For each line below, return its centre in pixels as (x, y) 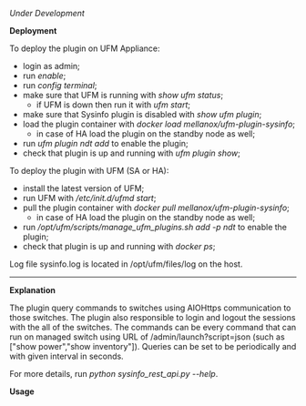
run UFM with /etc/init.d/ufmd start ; (89, 198)
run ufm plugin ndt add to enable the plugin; (105, 143)
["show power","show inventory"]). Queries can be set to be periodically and (153, 346)
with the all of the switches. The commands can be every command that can (153, 327)
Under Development (47, 13)
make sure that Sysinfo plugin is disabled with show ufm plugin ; (142, 114)
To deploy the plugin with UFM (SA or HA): (89, 171)
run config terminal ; (60, 85)
